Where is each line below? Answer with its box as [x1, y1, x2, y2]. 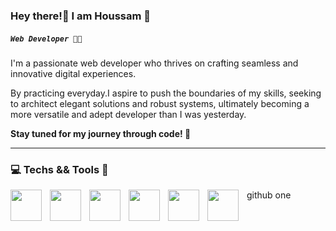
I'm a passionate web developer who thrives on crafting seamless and [10, 57, 299, 69]
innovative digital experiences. [10, 67, 137, 79]
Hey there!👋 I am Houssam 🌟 [10, 9, 152, 23]
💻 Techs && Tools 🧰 [10, 162, 109, 176]
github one [246, 189, 292, 201]
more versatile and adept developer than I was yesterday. [10, 108, 247, 120]
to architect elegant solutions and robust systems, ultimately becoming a [10, 97, 310, 109]
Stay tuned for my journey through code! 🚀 [10, 127, 192, 139]
